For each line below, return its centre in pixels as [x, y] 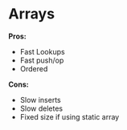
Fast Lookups [43, 51]
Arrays [31, 14]
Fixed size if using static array [70, 116]
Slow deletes [41, 108]
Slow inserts [41, 100]
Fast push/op [42, 60]
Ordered [34, 68]
